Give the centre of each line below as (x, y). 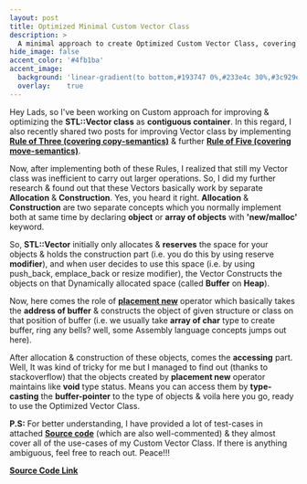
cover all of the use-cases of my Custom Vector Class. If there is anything (148, 443)
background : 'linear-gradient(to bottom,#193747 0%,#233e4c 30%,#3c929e (159, 78)
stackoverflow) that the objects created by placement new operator (138, 376)
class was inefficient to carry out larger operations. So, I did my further (143, 178)
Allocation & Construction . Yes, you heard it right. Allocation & (129, 197)
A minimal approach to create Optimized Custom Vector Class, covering (157, 43)
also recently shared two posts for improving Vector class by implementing (150, 131)
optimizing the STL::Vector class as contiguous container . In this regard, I (151, 121)
